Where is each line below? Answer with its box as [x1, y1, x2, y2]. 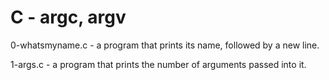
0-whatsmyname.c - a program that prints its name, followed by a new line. [10, 39, 320, 51]
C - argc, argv [10, 6, 127, 29]
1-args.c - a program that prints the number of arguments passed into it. [10, 58, 307, 70]
